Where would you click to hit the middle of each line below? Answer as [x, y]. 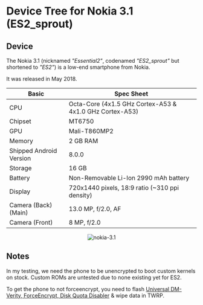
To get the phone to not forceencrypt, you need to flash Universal [88, 289]
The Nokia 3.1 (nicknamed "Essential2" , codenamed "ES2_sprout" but [93, 61]
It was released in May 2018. [42, 79]
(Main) [19, 213]
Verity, [14, 295]
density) [80, 195]
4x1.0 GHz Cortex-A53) [104, 111]
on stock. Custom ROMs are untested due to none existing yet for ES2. [94, 277]
